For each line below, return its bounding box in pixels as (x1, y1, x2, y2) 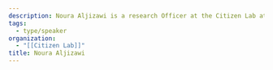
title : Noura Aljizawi (8, 49, 85, 57)
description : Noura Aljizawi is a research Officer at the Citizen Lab (8, 11, 256, 20)
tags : (8, 19, 27, 27)
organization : (8, 34, 57, 43)
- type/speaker (15, 27, 67, 35)
